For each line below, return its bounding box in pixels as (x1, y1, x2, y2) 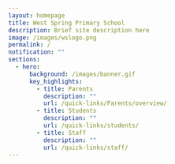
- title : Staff (36, 129, 87, 136)
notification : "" (8, 48, 65, 56)
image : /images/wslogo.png (8, 33, 97, 42)
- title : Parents (36, 84, 93, 93)
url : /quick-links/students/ (43, 121, 140, 129)
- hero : (15, 63, 41, 71)
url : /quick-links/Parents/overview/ (43, 99, 168, 107)
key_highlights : (28, 77, 83, 85)
